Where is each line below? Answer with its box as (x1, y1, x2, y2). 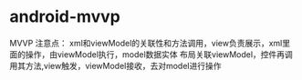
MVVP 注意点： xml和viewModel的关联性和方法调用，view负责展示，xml (9, 37, 283, 48)
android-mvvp (9, 6, 120, 27)
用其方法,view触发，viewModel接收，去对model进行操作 (9, 60, 222, 71)
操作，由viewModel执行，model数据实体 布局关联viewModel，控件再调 (25, 48, 294, 60)
